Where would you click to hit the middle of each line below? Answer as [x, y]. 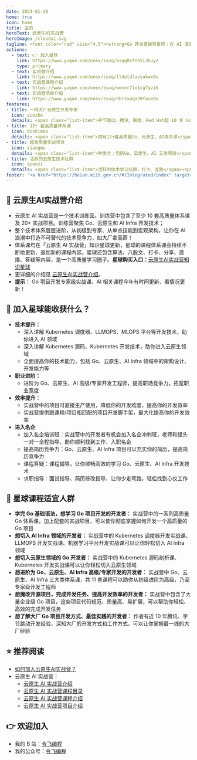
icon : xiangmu [28, 148]
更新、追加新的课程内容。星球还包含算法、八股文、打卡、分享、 [102, 252]
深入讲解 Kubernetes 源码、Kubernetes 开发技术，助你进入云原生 [102, 346]
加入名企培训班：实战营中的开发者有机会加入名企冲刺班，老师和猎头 [106, 434]
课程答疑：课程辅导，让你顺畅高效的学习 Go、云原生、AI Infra [98, 463]
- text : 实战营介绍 [33, 72]
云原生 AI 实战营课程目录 [53, 691]
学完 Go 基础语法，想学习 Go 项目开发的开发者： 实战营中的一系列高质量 [102, 514]
